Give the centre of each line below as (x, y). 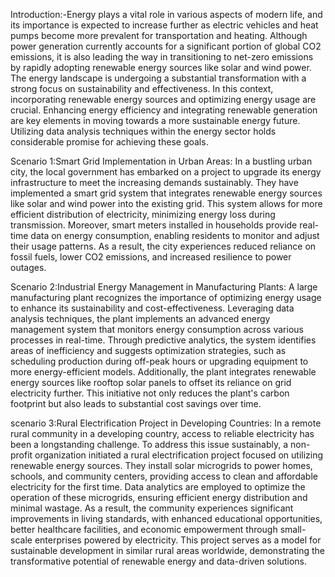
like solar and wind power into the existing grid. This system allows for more (166, 203)
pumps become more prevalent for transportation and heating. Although (159, 35)
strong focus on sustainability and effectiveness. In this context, (142, 88)
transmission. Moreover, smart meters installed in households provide (154, 225)
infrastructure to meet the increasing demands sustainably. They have (154, 182)
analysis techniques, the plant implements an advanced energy (140, 318)
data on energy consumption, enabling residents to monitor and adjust (175, 235)
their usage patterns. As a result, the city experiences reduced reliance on (163, 246)
